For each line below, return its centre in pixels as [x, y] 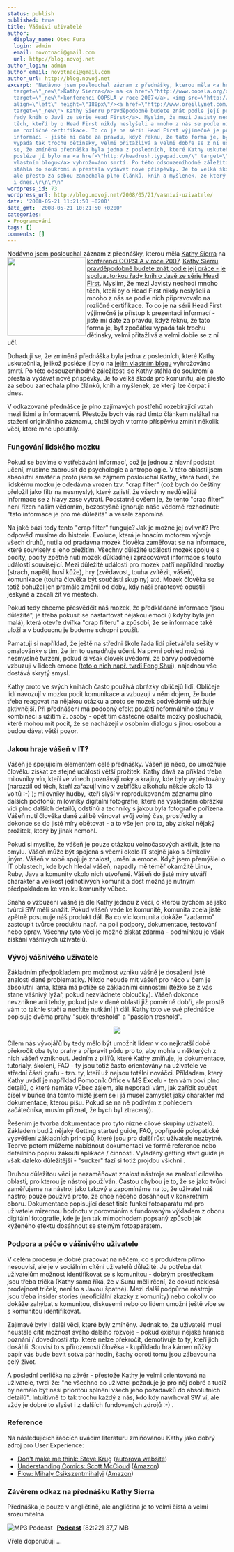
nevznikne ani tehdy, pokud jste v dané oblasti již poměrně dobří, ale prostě [116, 1002]
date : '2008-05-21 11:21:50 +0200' [59, 202]
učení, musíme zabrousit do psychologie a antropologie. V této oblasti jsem [115, 469]
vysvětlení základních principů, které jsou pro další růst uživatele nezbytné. [115, 1138]
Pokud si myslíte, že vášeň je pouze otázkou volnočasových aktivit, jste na [114, 844]
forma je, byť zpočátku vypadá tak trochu [146, 328]
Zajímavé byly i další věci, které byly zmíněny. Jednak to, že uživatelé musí [114, 1324]
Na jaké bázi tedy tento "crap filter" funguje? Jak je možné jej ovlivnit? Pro [114, 528]
